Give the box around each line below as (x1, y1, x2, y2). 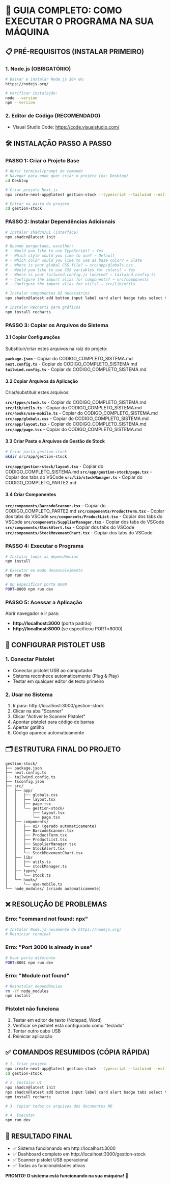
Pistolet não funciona (5, 1005, 60, 1013)
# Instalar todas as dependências (5, 554, 79, 559)
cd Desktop (5, 178, 28, 183)
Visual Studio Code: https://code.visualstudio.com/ (12, 124, 120, 130)
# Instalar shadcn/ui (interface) (5, 230, 79, 235)
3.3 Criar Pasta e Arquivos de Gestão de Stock (5, 438, 105, 444)
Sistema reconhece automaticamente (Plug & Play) (12, 673, 120, 679)
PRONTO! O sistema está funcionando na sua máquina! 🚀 (5, 1172, 129, 1178)
